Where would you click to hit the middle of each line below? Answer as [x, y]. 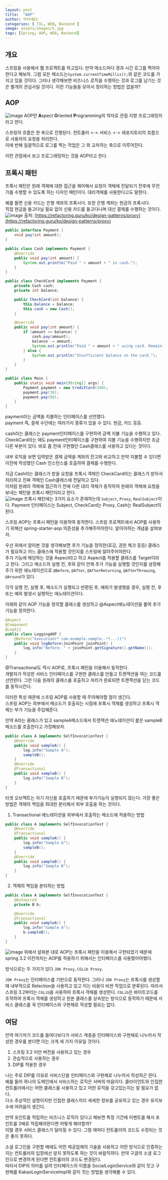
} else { [32, 350]
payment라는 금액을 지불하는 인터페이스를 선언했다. [56, 417]
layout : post [19, 10]
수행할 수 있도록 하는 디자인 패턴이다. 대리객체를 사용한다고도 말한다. [81, 192]
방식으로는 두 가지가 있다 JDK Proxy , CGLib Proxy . [54, 969]
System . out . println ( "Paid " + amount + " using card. [89, 346]
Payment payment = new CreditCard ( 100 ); [66, 388]
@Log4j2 [13, 629]
